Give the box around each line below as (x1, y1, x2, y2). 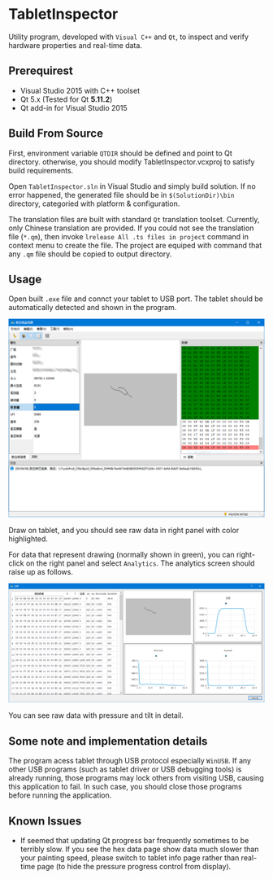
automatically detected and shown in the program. (8, 303, 177, 313)
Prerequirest (8, 64, 73, 78)
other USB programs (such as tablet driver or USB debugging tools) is (8, 764, 242, 774)
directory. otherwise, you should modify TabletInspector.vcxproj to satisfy (8, 156, 255, 167)
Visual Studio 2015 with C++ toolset (19, 85, 141, 95)
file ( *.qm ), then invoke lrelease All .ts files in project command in (8, 231, 249, 241)
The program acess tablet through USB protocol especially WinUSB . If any (8, 756, 252, 766)
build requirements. (8, 165, 74, 175)
